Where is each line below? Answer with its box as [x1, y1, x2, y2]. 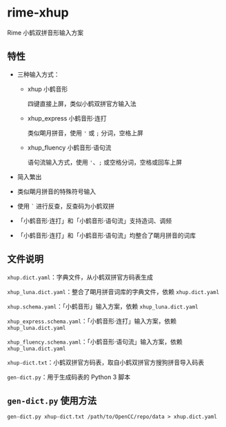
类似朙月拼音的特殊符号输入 [17, 187, 96, 196]
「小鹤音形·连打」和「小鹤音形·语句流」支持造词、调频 [17, 216, 172, 225]
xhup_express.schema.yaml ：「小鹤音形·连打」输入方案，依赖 [7, 317, 177, 325]
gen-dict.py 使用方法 [7, 395, 97, 406]
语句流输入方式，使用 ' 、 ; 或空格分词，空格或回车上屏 [27, 158, 183, 166]
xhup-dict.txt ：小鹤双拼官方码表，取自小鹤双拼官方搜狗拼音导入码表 [7, 358, 205, 366]
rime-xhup [7, 5, 69, 21]
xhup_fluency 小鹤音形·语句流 [27, 143, 112, 152]
